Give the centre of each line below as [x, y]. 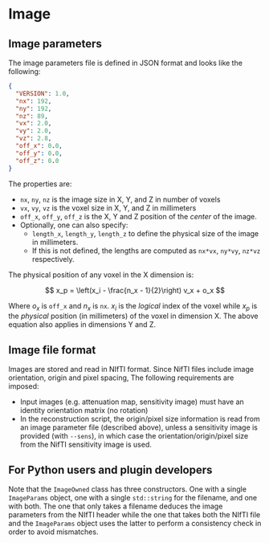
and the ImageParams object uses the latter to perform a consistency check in [135, 523]
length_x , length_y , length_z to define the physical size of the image [145, 233]
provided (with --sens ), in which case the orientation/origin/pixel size [134, 436]
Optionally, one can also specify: [74, 225]
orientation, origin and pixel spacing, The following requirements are [121, 378]
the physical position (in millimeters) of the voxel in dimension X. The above [133, 316]
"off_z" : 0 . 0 [37, 161]
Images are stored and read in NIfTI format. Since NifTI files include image [131, 369]
